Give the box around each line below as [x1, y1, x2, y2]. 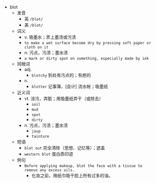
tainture [31, 134, 50, 139]
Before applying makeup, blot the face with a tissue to [24, 164, 142, 168]
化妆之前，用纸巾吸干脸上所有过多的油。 [31, 173, 113, 178]
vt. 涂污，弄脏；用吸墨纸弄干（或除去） [24, 96, 104, 101]
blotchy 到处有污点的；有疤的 [31, 73, 91, 78]
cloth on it [24, 45, 49, 50]
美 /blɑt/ [24, 22, 43, 28]
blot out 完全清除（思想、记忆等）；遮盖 [24, 145, 105, 150]
